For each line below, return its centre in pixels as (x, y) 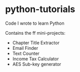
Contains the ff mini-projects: (35, 33)
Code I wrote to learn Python (35, 23)
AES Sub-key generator (37, 64)
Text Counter (26, 53)
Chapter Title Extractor (36, 43)
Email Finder (25, 48)
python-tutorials (40, 9)
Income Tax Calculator (35, 58)
